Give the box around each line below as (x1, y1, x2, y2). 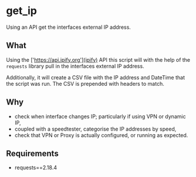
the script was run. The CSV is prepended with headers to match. (6, 80, 164, 87)
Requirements (6, 148, 59, 158)
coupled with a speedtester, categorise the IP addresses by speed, (14, 125, 177, 132)
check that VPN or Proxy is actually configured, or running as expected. (14, 131, 188, 139)
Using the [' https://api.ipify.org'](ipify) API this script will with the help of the (6, 56, 191, 63)
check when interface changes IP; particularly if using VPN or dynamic (14, 113, 186, 120)
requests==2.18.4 (14, 164, 58, 171)
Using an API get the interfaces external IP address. (6, 24, 131, 31)
